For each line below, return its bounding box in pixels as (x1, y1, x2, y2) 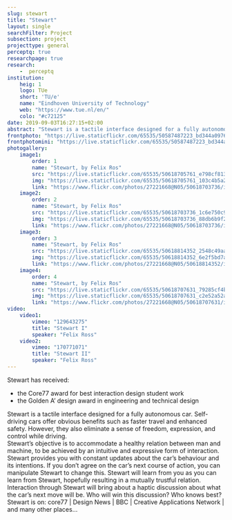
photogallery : (7, 145, 48, 152)
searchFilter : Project (7, 29, 72, 37)
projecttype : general (7, 42, 70, 49)
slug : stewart (7, 10, 48, 17)
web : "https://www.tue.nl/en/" (19, 106, 110, 113)
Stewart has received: (7, 376, 70, 384)
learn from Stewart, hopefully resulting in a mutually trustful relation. (7, 476, 202, 484)
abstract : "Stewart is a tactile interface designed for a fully (7, 126, 199, 133)
